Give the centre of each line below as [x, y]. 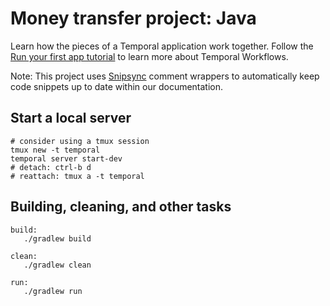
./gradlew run [53, 291]
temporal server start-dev [66, 158]
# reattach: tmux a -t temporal [77, 176]
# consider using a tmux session [80, 141]
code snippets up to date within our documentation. [117, 86]
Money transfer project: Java [133, 18]
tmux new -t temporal [55, 150]
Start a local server [71, 118]
